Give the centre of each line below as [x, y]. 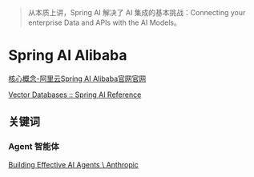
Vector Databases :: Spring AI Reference [75, 95]
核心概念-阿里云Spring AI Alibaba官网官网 [77, 78]
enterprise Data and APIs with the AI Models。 [105, 22]
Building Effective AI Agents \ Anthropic [73, 164]
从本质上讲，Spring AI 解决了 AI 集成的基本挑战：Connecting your [137, 12]
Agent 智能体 [34, 147]
